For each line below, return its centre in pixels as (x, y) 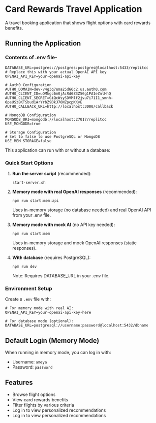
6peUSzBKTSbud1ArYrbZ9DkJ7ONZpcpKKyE (44, 102)
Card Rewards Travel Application (74, 9)
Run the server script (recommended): (52, 173)
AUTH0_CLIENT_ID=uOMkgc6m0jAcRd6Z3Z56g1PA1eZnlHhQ (58, 94)
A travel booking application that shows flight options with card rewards (78, 23)
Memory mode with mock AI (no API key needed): (63, 225)
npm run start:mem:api (35, 200)
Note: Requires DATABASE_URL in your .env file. (61, 276)
